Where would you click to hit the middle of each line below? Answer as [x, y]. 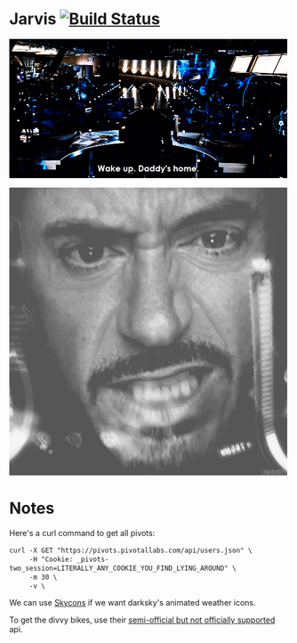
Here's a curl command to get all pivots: [82, 533]
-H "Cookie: [51, 559]
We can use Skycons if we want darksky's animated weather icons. [132, 602]
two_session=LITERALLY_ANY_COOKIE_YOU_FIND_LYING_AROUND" [119, 568]
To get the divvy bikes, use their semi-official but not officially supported [142, 620]
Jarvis [33, 19]
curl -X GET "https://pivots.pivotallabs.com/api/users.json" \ [131, 550]
